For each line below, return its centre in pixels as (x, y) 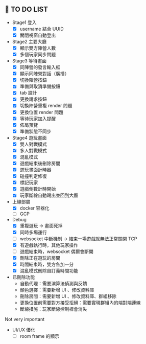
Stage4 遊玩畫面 (29, 137)
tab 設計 (28, 93)
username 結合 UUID (42, 29)
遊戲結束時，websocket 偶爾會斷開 (57, 251)
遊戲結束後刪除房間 (40, 163)
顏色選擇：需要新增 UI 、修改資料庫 (57, 290)
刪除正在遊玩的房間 (40, 258)
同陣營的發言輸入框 (40, 67)
